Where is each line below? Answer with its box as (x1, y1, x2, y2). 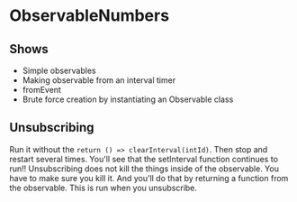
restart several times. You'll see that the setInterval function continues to (9, 153, 279, 164)
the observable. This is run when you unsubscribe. (9, 182, 198, 193)
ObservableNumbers (9, 5, 169, 26)
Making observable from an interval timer (22, 75, 176, 86)
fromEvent (22, 85, 61, 95)
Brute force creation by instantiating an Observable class (22, 94, 234, 105)
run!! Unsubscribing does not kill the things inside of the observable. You (9, 163, 279, 174)
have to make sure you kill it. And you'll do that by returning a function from (9, 172, 289, 183)
